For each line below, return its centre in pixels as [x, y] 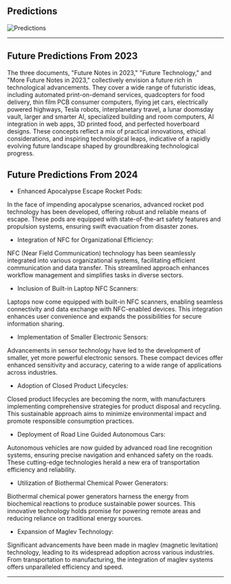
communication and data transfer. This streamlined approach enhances [108, 268]
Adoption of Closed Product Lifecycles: [73, 386]
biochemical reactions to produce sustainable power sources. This [101, 504]
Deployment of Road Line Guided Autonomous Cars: [91, 435]
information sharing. [36, 324]
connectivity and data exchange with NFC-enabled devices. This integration [115, 309]
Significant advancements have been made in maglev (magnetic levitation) [113, 545]
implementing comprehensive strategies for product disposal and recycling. [114, 406]
